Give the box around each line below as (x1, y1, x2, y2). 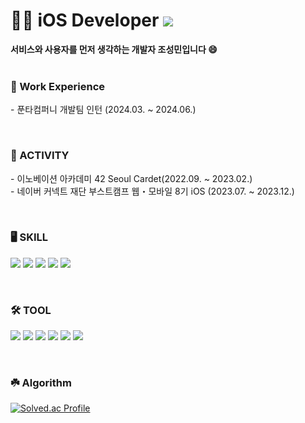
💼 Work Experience (10, 79, 106, 93)
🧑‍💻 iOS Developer (10, 9, 160, 32)
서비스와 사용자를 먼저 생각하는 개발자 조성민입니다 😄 (10, 43, 218, 55)
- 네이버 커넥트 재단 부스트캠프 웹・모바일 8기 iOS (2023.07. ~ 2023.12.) (10, 185, 295, 197)
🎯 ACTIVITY (10, 149, 70, 163)
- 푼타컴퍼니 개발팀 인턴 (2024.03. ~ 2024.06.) (10, 104, 197, 116)
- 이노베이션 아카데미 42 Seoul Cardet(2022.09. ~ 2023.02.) (10, 172, 253, 184)
